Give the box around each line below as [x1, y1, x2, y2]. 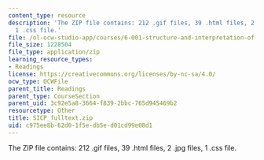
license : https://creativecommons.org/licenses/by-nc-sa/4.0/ [8, 70, 216, 78]
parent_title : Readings [8, 84, 86, 93]
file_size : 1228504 [8, 41, 72, 49]
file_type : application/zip [8, 48, 101, 56]
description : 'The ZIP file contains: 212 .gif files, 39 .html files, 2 [8, 19, 255, 27]
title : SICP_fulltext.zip [8, 114, 93, 122]
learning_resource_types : [8, 56, 93, 64]
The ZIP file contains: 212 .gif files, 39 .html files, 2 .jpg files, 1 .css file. [8, 143, 237, 152]
